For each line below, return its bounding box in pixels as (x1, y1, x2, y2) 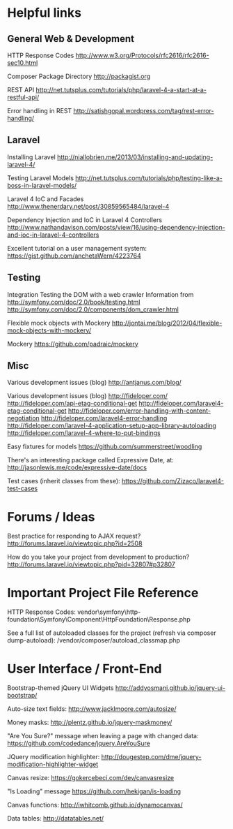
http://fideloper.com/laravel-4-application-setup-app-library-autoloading (7, 421, 217, 430)
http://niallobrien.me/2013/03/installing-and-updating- (56, 152, 214, 161)
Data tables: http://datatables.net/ (7, 814, 104, 823)
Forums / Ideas (7, 508, 95, 524)
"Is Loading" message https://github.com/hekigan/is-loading (7, 787, 181, 795)
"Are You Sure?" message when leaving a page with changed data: (7, 732, 199, 740)
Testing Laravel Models (7, 173, 74, 182)
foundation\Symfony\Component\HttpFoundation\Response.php (7, 615, 191, 624)
